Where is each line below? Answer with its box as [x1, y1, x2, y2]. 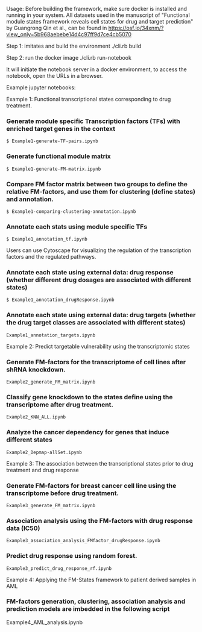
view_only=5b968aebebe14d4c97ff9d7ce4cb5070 [6, 31, 131, 38]
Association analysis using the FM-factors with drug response [6, 516, 193, 525]
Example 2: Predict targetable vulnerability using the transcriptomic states [6, 343, 190, 350]
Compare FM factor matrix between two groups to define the [6, 180, 188, 188]
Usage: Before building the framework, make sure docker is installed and [6, 5, 188, 12]
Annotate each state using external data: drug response [6, 268, 174, 277]
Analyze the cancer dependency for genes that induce [6, 428, 169, 437]
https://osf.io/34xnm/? [108, 24, 164, 31]
